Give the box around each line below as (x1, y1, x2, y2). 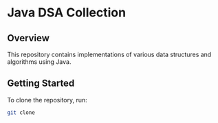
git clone (7, 109, 36, 116)
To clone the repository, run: (7, 96, 87, 104)
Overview (7, 32, 50, 44)
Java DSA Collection (7, 5, 126, 21)
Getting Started (7, 78, 75, 89)
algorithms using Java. (7, 58, 72, 66)
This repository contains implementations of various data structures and (7, 50, 212, 58)
